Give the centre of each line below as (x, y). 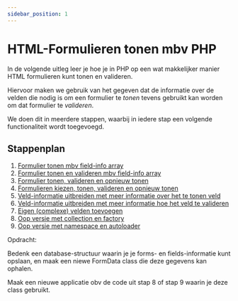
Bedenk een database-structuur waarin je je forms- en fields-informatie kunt (119, 253)
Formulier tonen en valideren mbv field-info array (89, 173)
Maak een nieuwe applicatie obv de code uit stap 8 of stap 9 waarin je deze (118, 283)
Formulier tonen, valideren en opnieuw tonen (83, 181)
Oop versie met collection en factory (71, 219)
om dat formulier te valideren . (51, 105)
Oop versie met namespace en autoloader (79, 226)
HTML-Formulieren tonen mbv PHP (112, 49)
